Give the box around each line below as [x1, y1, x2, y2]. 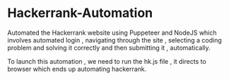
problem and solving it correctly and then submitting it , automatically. [7, 43, 211, 52]
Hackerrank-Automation [7, 5, 153, 21]
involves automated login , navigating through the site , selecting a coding [7, 35, 223, 44]
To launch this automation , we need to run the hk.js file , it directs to [7, 57, 206, 65]
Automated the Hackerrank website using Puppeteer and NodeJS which [7, 28, 217, 37]
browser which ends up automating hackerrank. [7, 64, 147, 73]
